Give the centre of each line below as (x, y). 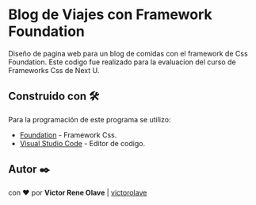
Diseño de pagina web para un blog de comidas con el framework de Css (128, 53)
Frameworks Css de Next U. (54, 70)
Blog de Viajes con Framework (110, 15)
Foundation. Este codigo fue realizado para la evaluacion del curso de (122, 62)
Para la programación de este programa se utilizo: (90, 119)
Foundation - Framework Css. (68, 135)
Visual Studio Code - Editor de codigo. (82, 143)
